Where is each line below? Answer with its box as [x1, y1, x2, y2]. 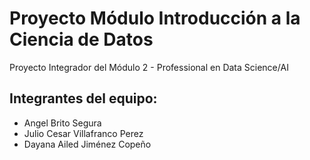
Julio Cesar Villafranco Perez [23, 127, 144, 139]
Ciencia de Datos [9, 28, 154, 51]
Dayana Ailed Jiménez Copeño [23, 138, 152, 150]
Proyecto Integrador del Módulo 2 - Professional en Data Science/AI [9, 61, 289, 73]
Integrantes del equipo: [9, 90, 158, 107]
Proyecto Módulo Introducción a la [9, 7, 301, 30]
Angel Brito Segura [23, 117, 102, 129]
